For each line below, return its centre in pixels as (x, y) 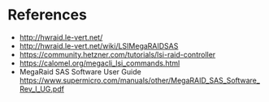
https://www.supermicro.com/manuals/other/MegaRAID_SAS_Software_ (140, 80)
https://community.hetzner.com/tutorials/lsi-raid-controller (117, 54)
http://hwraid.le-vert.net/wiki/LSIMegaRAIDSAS (99, 45)
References (47, 15)
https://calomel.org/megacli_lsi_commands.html (100, 63)
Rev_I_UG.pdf (41, 89)
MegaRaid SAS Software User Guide (80, 71)
